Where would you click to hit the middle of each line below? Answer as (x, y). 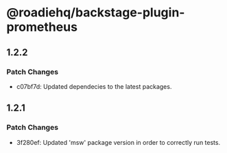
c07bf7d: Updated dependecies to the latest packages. (94, 86)
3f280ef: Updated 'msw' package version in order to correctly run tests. (118, 142)
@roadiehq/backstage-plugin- (96, 13)
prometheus (42, 27)
